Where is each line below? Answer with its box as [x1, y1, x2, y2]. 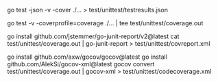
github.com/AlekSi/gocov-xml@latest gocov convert [7, 60, 155, 68]
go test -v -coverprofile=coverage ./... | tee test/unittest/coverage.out [7, 19, 204, 27]
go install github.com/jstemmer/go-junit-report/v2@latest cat [7, 32, 180, 40]
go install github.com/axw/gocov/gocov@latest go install [7, 53, 168, 61]
